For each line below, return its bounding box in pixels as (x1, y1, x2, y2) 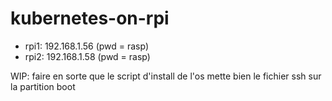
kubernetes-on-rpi (10, 7, 170, 30)
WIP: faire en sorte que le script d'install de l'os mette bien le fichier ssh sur (10, 70, 322, 82)
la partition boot (10, 80, 76, 92)
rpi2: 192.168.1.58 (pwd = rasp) (24, 50, 151, 62)
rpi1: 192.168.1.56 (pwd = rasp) (24, 40, 150, 52)
